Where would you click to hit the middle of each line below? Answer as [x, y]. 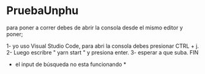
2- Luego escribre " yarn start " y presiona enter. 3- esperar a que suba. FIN [102, 52]
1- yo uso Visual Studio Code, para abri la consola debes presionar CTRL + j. [102, 46]
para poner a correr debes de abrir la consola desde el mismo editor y [95, 28]
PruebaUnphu [43, 11]
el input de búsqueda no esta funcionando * [71, 64]
